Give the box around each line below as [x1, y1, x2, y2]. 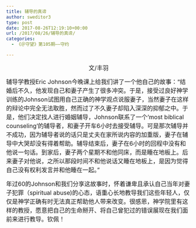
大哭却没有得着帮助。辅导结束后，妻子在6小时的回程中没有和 [18, 139, 186, 147]
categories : [6, 36, 35, 42]
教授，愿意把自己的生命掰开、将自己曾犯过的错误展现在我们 [18, 206, 183, 214]
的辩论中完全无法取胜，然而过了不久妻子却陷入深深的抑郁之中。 [6, 104, 183, 112]
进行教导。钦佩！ [18, 215, 66, 223]
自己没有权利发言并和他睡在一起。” [6, 166, 100, 174]
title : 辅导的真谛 [6, 8, 47, 15]
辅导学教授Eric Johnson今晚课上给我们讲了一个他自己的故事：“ [6, 78, 180, 86]
